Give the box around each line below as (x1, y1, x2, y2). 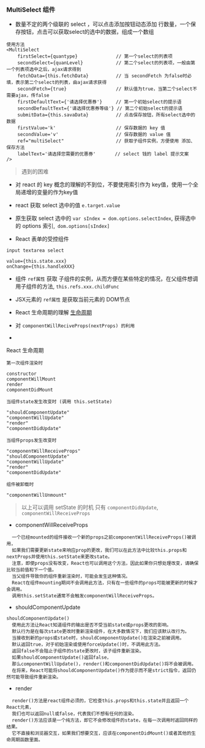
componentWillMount (6, 376, 56, 382)
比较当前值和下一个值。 (6, 567, 57, 573)
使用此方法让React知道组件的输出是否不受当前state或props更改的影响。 (12, 622, 171, 629)
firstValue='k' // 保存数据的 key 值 (17, 125, 165, 131)
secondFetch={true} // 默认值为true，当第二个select (17, 86, 193, 93)
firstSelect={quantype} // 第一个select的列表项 (17, 53, 173, 59)
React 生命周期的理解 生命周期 (15, 309, 92, 316)
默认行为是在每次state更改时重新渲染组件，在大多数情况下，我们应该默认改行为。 (12, 629, 190, 635)
